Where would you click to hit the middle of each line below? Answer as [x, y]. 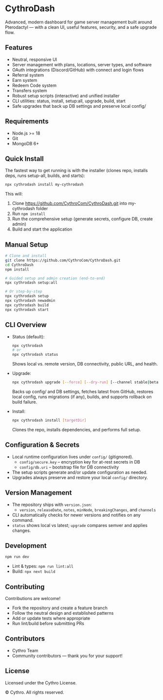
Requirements [27, 122]
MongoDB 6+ [26, 143]
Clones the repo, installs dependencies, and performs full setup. [76, 429]
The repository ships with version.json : [52, 505]
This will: [14, 194]
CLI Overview [26, 325]
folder [42, 209]
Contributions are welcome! [33, 598]
